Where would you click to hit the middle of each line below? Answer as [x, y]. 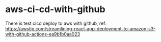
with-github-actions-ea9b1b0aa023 [43, 34]
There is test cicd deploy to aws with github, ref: [56, 23]
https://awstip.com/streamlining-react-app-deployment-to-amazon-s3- [81, 28]
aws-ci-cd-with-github [55, 9]
